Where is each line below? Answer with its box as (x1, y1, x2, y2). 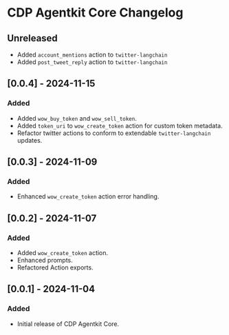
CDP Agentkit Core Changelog (7, 5, 184, 21)
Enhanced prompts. (17, 256, 74, 265)
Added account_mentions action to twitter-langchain (17, 50, 168, 59)
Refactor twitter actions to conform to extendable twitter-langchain (17, 129, 211, 137)
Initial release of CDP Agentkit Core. (17, 319, 120, 328)
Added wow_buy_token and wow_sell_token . (17, 114, 138, 122)
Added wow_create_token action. (17, 249, 109, 257)
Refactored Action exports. (17, 263, 94, 272)
